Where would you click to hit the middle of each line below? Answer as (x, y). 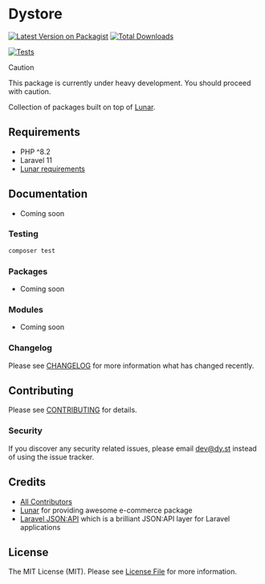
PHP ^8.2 (35, 151)
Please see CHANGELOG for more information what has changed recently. (131, 366)
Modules (26, 309)
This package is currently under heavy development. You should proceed (130, 83)
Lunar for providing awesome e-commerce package (106, 510)
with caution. (30, 91)
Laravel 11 (36, 160)
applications (40, 527)
